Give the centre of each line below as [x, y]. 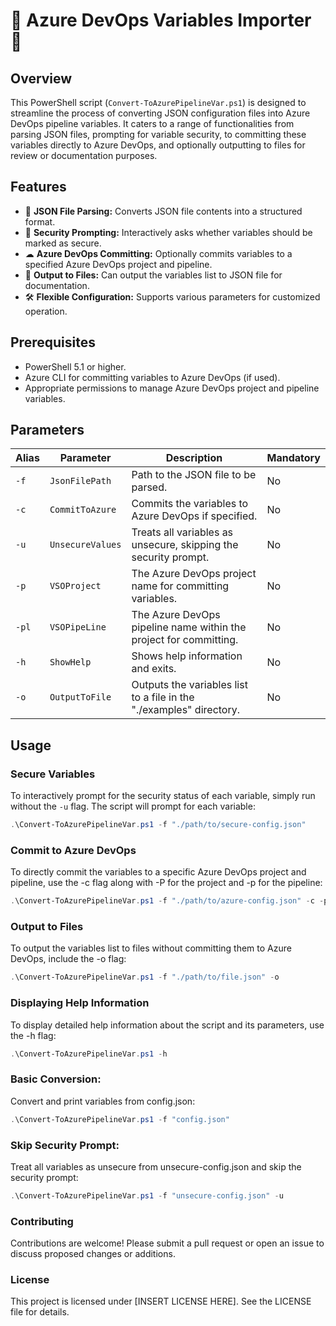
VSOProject [75, 586]
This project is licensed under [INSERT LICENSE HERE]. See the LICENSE [161, 1301]
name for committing [180, 586]
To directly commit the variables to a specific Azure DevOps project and [158, 872]
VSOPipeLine [78, 627]
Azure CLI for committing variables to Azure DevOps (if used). [152, 377]
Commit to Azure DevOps [73, 850]
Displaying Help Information [80, 1003]
